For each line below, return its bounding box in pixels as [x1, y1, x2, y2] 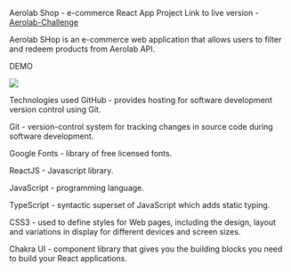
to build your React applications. [9, 253, 127, 263]
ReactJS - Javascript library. [9, 165, 114, 176]
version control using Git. [9, 104, 101, 115]
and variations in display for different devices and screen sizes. [9, 227, 241, 236]
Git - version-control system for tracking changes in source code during [9, 122, 273, 132]
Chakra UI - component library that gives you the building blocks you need [9, 244, 283, 254]
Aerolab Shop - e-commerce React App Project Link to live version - [9, 8, 260, 18]
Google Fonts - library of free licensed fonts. [9, 148, 173, 158]
